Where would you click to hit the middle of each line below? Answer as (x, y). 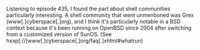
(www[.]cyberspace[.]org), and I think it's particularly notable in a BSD (94, 21)
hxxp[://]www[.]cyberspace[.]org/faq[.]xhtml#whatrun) (74, 41)
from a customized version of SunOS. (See (59, 34)
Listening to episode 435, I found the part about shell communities (88, 9)
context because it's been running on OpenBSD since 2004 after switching (99, 28)
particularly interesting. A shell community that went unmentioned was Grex (100, 15)
